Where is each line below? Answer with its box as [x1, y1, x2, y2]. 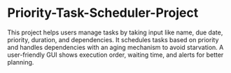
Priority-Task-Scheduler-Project [7, 5, 199, 21]
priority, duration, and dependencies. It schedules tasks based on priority [7, 35, 219, 44]
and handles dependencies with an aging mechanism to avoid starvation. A [7, 43, 224, 51]
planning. [7, 58, 34, 66]
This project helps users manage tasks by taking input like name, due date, [7, 28, 223, 36]
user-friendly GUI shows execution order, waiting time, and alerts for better [7, 51, 224, 59]
